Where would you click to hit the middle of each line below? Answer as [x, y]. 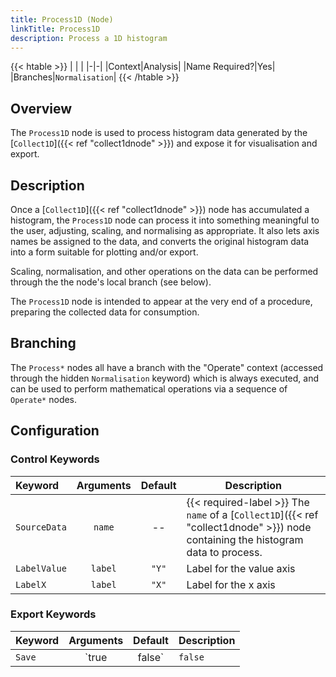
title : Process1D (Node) [62, 19]
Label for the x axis [231, 584]
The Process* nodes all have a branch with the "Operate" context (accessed [167, 367]
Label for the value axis [241, 568]
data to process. [224, 552]
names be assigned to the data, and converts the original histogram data [160, 241]
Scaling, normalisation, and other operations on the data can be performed [164, 271]
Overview [41, 108]
